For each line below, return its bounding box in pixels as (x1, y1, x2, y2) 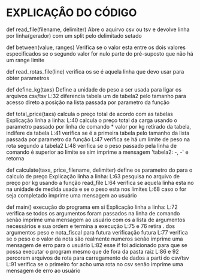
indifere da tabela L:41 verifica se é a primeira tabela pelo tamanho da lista (6, 129, 190, 136)
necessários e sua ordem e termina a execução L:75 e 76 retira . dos (6, 222, 175, 230)
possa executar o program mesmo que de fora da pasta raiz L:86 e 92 (6, 248, 179, 255)
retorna (6, 154, 25, 162)
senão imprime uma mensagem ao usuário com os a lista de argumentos (6, 216, 186, 223)
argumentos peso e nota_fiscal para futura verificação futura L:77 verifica (6, 229, 189, 236)
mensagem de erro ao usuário (6, 267, 81, 274)
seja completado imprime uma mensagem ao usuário (6, 191, 137, 199)
